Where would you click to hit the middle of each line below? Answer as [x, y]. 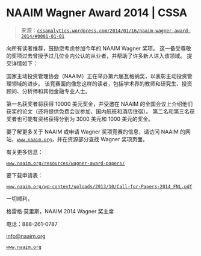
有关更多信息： [25, 152]
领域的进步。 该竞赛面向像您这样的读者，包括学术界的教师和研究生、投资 [102, 84]
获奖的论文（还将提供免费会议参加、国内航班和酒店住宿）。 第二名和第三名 [98, 111]
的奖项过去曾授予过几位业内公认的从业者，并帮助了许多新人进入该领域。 [96, 56]
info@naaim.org [26, 236]
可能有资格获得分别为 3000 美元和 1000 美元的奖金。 [88, 119]
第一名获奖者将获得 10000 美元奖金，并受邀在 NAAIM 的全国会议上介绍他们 [100, 104]
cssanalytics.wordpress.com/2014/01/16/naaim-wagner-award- [114, 31]
